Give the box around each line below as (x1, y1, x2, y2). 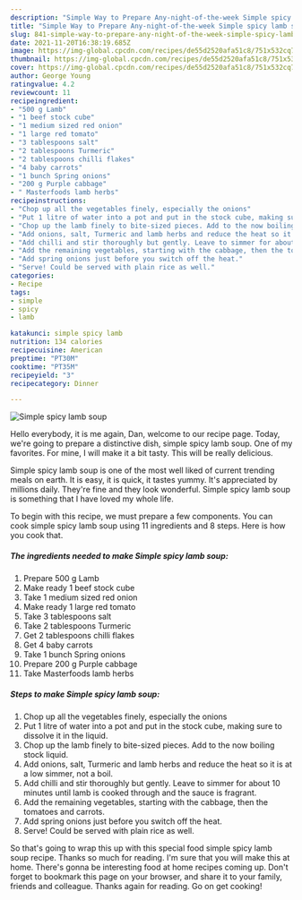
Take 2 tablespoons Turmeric (22, 621, 132, 631)
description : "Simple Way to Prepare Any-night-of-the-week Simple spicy (10, 13, 292, 22)
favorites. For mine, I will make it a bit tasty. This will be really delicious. (10, 448, 273, 459)
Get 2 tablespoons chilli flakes (22, 630, 135, 641)
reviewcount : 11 (10, 88, 71, 97)
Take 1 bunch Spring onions (22, 649, 126, 660)
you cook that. (10, 530, 64, 541)
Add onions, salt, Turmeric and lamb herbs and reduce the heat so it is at (22, 759, 292, 770)
